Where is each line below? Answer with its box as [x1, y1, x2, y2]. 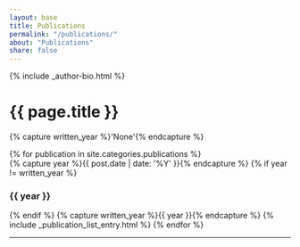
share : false [9, 46, 58, 55]
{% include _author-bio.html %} [9, 70, 126, 81]
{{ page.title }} [9, 102, 120, 122]
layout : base [9, 12, 58, 22]
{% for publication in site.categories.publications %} [9, 149, 202, 160]
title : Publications [9, 21, 87, 30]
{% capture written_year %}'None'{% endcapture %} [9, 131, 204, 143]
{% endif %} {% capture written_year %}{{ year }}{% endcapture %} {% [9, 210, 275, 221]
